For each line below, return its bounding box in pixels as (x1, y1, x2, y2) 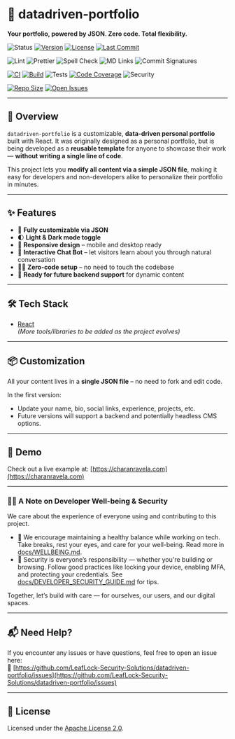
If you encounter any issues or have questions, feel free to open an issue (7, 649, 218, 657)
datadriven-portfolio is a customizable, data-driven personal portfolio (7, 129, 215, 137)
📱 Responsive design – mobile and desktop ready (17, 240, 162, 249)
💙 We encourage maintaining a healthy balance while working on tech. (17, 533, 220, 541)
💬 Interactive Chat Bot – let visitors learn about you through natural (17, 248, 212, 256)
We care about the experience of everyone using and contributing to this (7, 512, 217, 520)
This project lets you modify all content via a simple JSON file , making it (7, 165, 218, 174)
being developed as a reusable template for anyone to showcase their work (7, 144, 227, 153)
